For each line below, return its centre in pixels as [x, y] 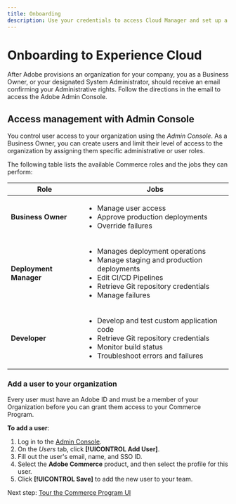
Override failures [125, 226]
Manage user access [132, 208]
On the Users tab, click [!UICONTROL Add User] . [88, 449]
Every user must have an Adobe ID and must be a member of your [103, 399]
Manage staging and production [150, 260]
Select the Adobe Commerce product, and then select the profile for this [123, 464]
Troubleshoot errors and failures [150, 356]
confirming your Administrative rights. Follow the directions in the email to [114, 89]
